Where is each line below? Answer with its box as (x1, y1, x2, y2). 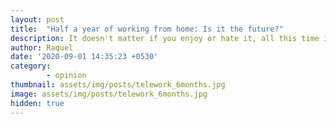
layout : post (10, 14, 65, 25)
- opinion (46, 71, 87, 81)
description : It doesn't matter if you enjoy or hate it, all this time (10, 33, 320, 43)
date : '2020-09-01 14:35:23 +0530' (10, 52, 159, 62)
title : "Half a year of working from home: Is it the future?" (10, 24, 284, 34)
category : (10, 61, 52, 71)
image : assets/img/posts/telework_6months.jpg (10, 89, 208, 99)
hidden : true (10, 98, 65, 108)
